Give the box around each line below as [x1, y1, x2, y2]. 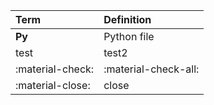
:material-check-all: [103, 62, 200, 76]
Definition [103, 13, 152, 26]
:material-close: [15, 79, 91, 92]
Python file [103, 30, 155, 43]
